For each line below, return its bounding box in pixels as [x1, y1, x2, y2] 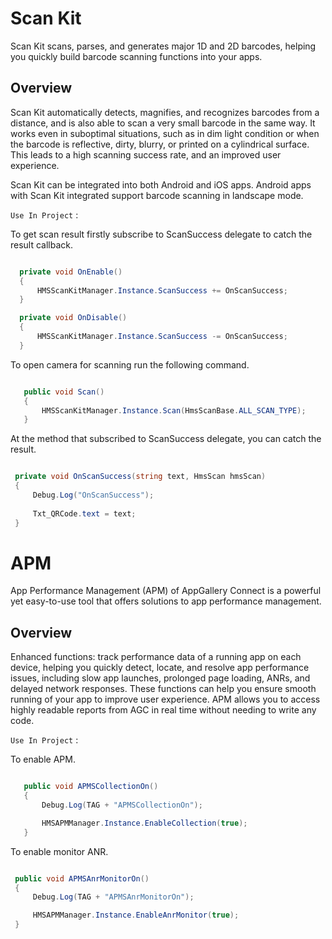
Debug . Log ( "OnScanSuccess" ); [32, 490, 155, 500]
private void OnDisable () [19, 313, 128, 323]
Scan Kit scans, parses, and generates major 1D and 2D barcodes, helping [10, 40, 317, 52]
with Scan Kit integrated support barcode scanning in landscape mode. [10, 189, 304, 201]
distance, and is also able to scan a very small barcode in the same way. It [10, 117, 316, 129]
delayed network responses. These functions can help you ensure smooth [10, 683, 317, 695]
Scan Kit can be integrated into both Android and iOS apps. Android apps [10, 178, 312, 191]
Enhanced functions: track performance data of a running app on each [10, 651, 302, 663]
